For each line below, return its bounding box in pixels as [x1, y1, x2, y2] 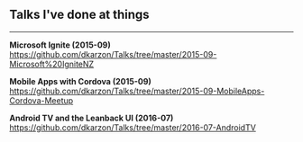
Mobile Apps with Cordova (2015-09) [9, 75, 151, 86]
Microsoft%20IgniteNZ [9, 58, 95, 69]
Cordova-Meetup [9, 94, 74, 106]
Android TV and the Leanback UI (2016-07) [9, 112, 174, 123]
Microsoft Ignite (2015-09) [9, 40, 111, 50]
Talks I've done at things [9, 7, 151, 22]
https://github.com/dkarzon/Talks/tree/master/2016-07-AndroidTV [9, 121, 257, 133]
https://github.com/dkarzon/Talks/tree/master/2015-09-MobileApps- [9, 85, 265, 96]
